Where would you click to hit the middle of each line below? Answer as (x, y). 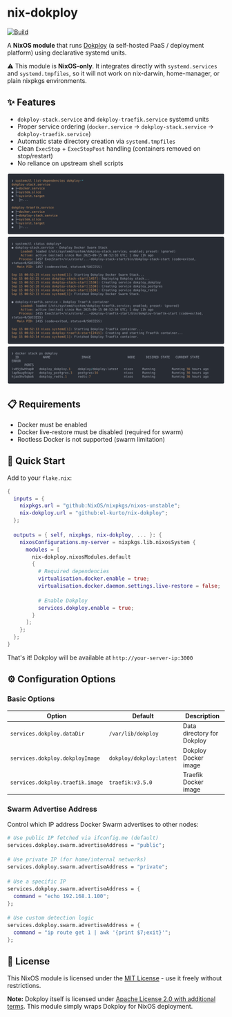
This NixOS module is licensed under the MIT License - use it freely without (115, 978)
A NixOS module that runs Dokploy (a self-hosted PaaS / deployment (106, 45)
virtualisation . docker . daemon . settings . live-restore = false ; (129, 586)
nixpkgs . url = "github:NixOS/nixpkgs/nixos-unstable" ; (100, 506)
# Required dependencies (74, 572)
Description (202, 716)
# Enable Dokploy (63, 600)
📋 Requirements (44, 405)
